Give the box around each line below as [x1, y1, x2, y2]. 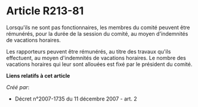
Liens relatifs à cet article [6, 72, 70, 79]
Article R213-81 [6, 4, 84, 18]
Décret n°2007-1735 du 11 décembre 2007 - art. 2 [14, 95, 137, 102]
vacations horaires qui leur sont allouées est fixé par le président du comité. [6, 61, 193, 68]
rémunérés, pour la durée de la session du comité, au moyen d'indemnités [6, 30, 188, 37]
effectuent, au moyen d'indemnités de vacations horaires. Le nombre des [6, 54, 186, 61]
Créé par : [6, 83, 30, 90]
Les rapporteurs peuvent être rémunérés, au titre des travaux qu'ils [6, 48, 171, 55]
